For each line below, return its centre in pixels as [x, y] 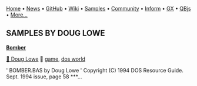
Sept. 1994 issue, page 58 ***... [44, 77]
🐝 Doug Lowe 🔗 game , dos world [46, 59]
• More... [17, 15]
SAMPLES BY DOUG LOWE [56, 33]
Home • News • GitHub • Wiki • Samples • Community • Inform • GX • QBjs [98, 9]
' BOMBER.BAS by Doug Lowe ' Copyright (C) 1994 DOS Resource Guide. [95, 70]
